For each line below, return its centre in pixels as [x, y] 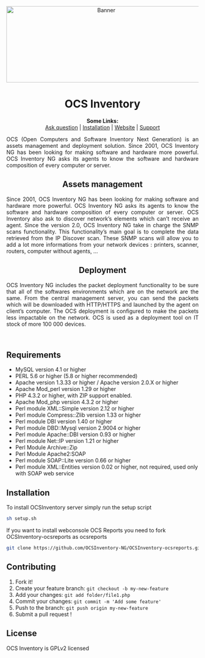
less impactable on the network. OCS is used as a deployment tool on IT [103, 317]
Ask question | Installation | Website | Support [103, 127]
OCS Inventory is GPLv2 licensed [48, 648]
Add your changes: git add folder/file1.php [73, 594]
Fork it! [24, 582]
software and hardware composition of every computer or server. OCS [103, 212]
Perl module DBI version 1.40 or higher [64, 422]
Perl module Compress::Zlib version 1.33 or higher [78, 415]
